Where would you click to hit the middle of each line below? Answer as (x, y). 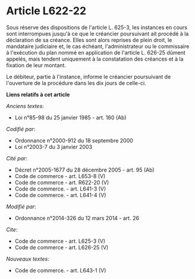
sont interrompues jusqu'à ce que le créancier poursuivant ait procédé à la (97, 33)
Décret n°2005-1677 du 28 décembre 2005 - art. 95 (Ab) (84, 170)
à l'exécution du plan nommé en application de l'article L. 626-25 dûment (96, 52)
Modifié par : (21, 207)
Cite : (12, 229)
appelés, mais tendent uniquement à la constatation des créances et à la (95, 59)
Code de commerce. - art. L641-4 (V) (60, 195)
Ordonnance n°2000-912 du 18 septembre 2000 (74, 140)
